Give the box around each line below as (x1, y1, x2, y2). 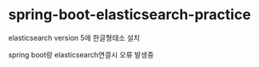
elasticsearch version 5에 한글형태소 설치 (8, 33, 141, 42)
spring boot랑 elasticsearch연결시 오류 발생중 (8, 49, 154, 59)
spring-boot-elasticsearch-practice (8, 6, 252, 24)
